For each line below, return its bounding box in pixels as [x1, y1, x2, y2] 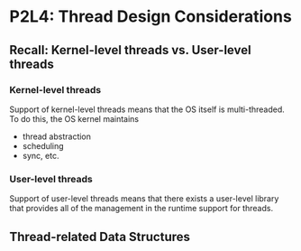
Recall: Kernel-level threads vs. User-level [9, 42, 251, 58]
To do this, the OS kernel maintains [9, 113, 140, 124]
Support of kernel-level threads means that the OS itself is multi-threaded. [9, 104, 286, 115]
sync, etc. [22, 150, 59, 161]
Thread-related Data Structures [9, 228, 191, 245]
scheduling [22, 140, 65, 151]
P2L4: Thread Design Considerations [9, 6, 293, 27]
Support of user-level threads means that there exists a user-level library [9, 193, 279, 204]
